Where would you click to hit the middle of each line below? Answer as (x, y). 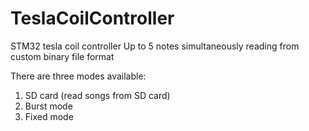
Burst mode (48, 106)
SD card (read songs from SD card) (97, 95)
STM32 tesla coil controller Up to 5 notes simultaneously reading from (155, 46)
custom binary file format (62, 56)
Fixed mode (49, 116)
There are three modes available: (78, 76)
